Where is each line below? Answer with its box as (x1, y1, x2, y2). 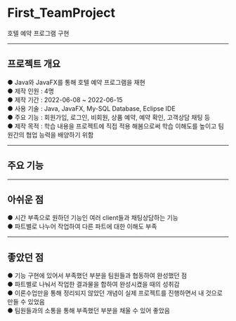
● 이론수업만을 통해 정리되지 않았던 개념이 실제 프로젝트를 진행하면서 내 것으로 (7, 289, 223, 297)
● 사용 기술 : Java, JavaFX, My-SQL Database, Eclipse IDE (7, 104, 176, 113)
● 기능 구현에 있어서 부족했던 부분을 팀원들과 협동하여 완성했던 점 (7, 271, 188, 280)
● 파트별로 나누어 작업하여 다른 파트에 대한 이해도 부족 (7, 222, 157, 231)
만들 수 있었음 (7, 298, 46, 306)
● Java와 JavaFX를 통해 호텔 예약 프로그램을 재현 (7, 78, 145, 86)
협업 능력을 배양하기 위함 (25, 130, 94, 139)
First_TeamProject (7, 5, 116, 21)
